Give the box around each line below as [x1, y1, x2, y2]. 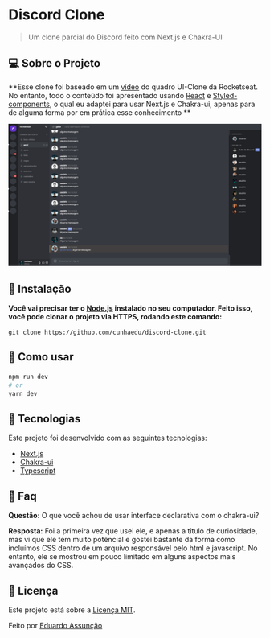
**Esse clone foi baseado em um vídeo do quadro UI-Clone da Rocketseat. [8, 82, 259, 92]
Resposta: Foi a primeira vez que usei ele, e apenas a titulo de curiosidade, [8, 526, 258, 536]
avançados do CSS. [8, 561, 74, 570]
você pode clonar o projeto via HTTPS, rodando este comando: [8, 312, 223, 322]
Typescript [19, 466, 56, 475]
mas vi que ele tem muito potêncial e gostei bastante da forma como [8, 535, 235, 545]
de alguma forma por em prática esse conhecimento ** [8, 107, 191, 117]
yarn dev [8, 389, 38, 397]
